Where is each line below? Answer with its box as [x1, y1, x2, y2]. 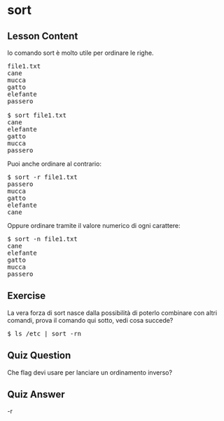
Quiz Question [7, 349, 71, 361]
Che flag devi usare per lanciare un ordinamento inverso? [7, 368, 173, 377]
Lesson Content [7, 30, 78, 42]
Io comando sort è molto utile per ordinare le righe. [7, 48, 154, 57]
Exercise [7, 290, 46, 302]
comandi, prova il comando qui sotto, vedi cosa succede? [7, 316, 174, 324]
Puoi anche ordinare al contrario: [7, 160, 101, 168]
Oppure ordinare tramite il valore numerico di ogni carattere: [7, 222, 181, 229]
